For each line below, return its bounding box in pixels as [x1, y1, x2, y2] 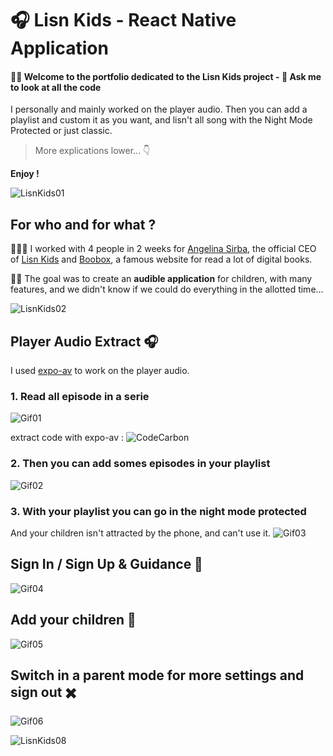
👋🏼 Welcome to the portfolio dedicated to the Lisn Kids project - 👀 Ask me [10, 70, 322, 82]
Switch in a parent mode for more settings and [10, 667, 305, 684]
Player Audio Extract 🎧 [10, 333, 159, 350]
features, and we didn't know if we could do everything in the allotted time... [10, 283, 324, 296]
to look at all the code [10, 81, 102, 93]
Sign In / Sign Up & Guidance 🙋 [10, 556, 203, 573]
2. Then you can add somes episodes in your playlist [10, 457, 271, 471]
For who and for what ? [10, 216, 157, 233]
